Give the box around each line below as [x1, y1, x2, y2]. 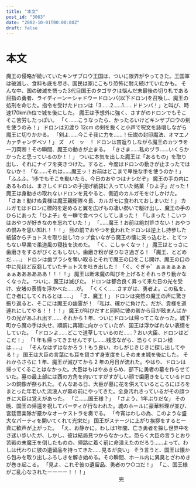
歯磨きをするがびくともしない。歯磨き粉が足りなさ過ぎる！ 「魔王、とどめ [6, 249, 187, 256]
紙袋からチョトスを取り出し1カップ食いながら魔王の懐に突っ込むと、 [6, 234, 173, 241]
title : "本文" [6, 8, 39, 15]
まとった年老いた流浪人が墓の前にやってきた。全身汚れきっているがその [6, 388, 180, 395]
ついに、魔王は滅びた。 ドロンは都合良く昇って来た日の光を [33, 278, 178, 285]
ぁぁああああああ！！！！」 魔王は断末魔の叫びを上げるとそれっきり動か [6, 270, 182, 277]
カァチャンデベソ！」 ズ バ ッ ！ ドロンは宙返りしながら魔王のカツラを [6, 138, 188, 145]
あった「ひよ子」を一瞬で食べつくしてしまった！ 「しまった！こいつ [21, 212, 187, 219]
